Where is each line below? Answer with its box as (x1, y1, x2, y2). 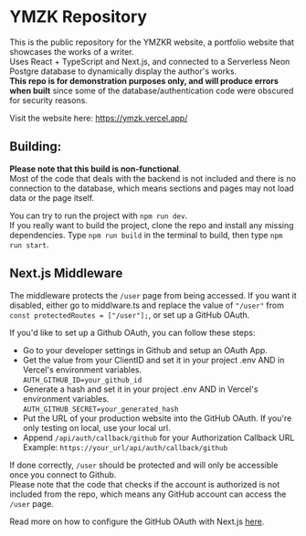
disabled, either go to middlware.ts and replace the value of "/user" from (9, 300, 285, 310)
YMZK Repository (9, 6, 148, 27)
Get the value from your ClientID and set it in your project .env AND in (22, 354, 285, 365)
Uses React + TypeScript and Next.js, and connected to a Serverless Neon (9, 56, 290, 67)
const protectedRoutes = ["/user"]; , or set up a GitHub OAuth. (9, 309, 250, 321)
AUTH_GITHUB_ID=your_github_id (22, 375, 142, 384)
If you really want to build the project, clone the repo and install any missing (9, 219, 294, 230)
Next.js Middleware (9, 266, 123, 281)
